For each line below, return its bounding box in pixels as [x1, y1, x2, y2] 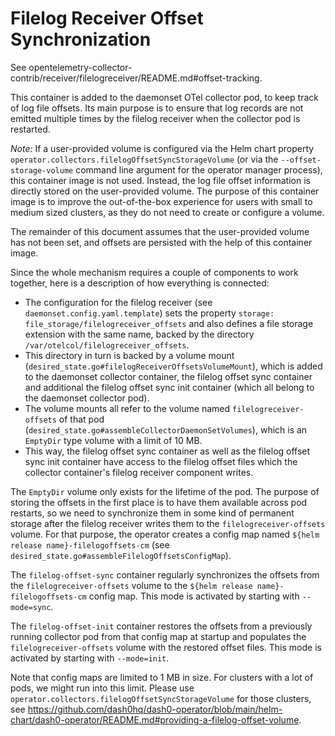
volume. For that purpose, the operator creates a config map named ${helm [10, 528, 320, 540]
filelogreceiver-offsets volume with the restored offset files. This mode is [10, 641, 322, 653]
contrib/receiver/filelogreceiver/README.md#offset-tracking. [10, 72, 263, 84]
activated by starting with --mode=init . [10, 652, 170, 664]
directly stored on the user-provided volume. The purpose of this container [10, 185, 320, 197]
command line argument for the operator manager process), [75, 163, 323, 176]
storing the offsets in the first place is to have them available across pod [10, 496, 308, 508]
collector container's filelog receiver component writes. [24, 466, 254, 478]
